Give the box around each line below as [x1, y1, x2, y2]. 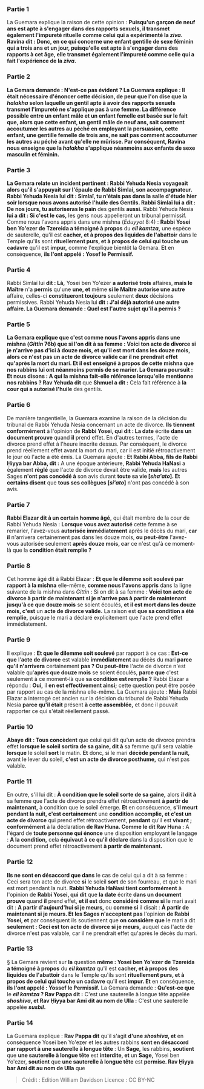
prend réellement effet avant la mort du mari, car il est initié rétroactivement [7, 446, 196, 454]
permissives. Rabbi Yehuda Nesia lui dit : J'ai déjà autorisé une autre [7, 299, 180, 306]
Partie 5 [7, 320, 31, 329]
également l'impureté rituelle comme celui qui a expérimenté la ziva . [7, 32, 183, 39]
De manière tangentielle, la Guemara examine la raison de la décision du [7, 414, 187, 421]
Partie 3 [7, 166, 31, 174]
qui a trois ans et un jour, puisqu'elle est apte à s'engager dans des [7, 44, 178, 52]
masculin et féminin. [7, 150, 60, 158]
